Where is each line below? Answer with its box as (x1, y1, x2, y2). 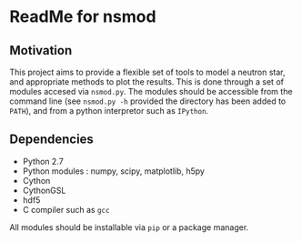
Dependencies (9, 132, 94, 147)
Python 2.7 (22, 156, 64, 166)
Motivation (9, 43, 73, 58)
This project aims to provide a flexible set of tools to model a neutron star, (9, 66, 286, 77)
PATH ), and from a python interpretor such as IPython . (9, 106, 209, 116)
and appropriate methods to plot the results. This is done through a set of (9, 76, 285, 87)
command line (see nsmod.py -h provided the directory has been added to (9, 96, 287, 106)
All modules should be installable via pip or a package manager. (9, 221, 249, 233)
